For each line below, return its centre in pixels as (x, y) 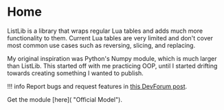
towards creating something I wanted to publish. (76, 73)
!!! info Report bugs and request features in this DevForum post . (97, 86)
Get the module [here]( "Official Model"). (65, 99)
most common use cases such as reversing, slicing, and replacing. (101, 45)
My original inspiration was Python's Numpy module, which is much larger (112, 58)
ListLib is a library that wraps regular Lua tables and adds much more (105, 31)
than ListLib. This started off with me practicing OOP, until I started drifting (112, 66)
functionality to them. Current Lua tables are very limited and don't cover (110, 38)
